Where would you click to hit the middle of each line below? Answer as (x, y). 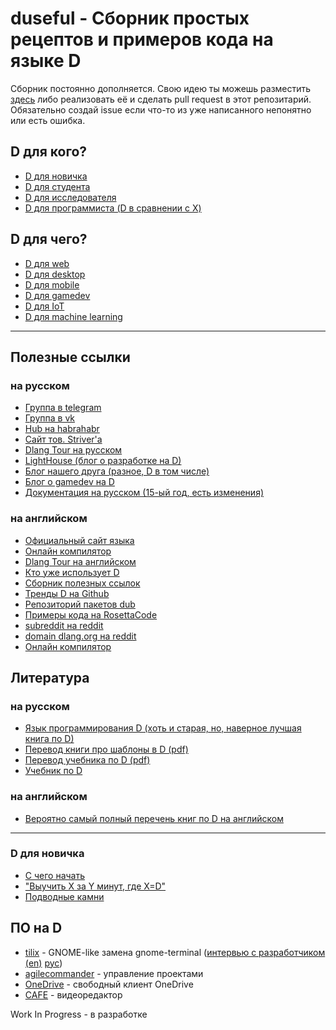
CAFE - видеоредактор (73, 994)
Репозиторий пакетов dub (80, 604)
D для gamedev (57, 295)
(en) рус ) (43, 963)
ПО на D (36, 928)
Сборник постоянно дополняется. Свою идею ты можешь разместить (161, 88)
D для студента (57, 186)
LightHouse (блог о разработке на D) (103, 461)
